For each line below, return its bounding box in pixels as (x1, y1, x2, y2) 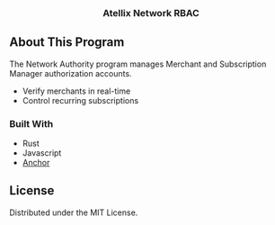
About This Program (9, 34, 125, 50)
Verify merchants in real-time (22, 85, 131, 96)
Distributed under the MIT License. (9, 207, 138, 218)
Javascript (22, 148, 62, 158)
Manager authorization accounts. (9, 67, 132, 78)
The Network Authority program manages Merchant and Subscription (9, 58, 267, 69)
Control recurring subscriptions (22, 94, 139, 105)
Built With (9, 117, 54, 130)
